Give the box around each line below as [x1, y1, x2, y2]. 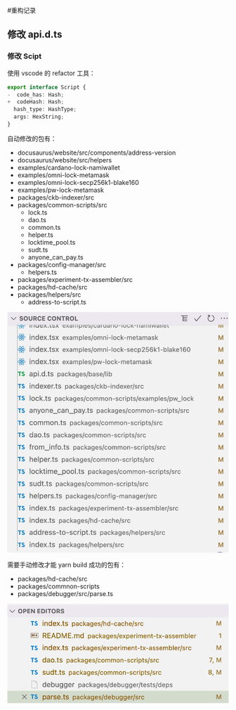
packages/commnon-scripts [17, 582, 100, 590]
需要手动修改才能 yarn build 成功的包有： [7, 561, 126, 569]
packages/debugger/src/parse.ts [17, 590, 114, 598]
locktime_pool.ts [27, 238, 76, 246]
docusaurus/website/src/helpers [17, 155, 112, 164]
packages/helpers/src [17, 290, 81, 299]
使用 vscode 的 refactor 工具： [7, 69, 96, 77]
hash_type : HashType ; [13, 106, 77, 113]
